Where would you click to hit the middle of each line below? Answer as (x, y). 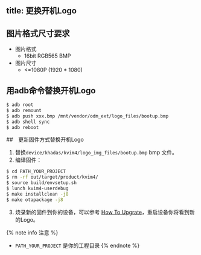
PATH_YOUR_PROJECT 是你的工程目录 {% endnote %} (77, 245)
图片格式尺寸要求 (38, 33)
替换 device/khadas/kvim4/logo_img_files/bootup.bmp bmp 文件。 (96, 153)
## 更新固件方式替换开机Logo (45, 140)
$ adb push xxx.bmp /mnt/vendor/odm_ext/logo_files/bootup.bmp (88, 116)
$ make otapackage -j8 (35, 200)
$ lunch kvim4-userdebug (37, 189)
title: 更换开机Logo (42, 11)
